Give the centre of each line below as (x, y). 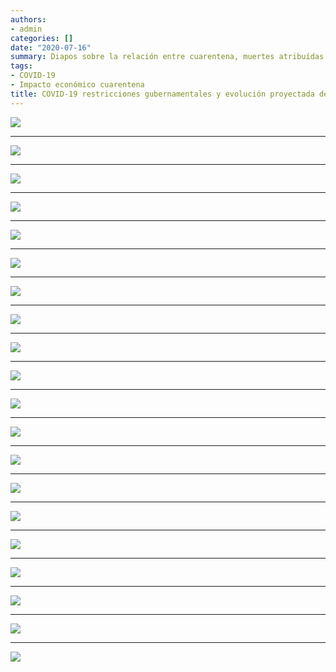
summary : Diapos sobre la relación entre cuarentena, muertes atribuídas (167, 57)
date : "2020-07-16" (51, 47)
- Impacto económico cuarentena (77, 85)
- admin (26, 29)
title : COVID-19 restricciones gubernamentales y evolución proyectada (162, 94)
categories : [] (42, 38)
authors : (28, 19)
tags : (21, 66)
